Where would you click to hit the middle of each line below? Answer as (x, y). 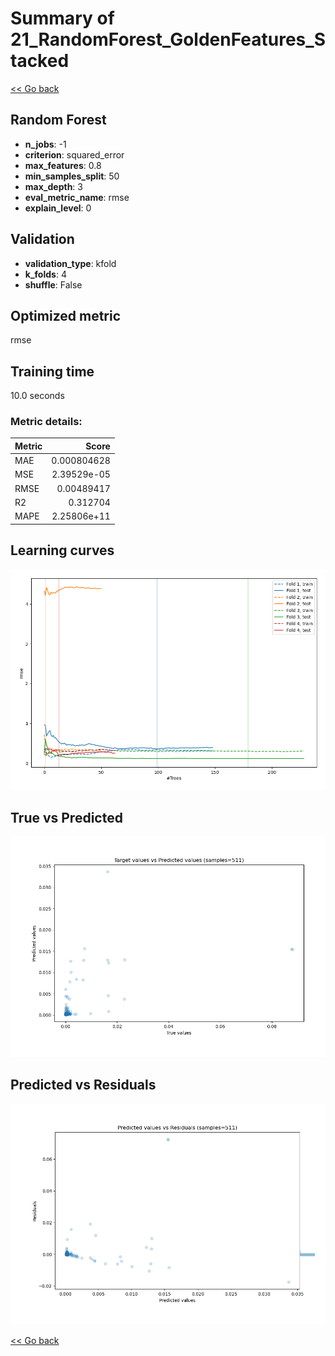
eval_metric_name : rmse (77, 197)
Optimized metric (66, 315)
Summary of (62, 18)
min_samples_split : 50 (72, 176)
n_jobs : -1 (45, 144)
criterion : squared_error (74, 154)
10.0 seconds (37, 396)
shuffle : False (53, 284)
